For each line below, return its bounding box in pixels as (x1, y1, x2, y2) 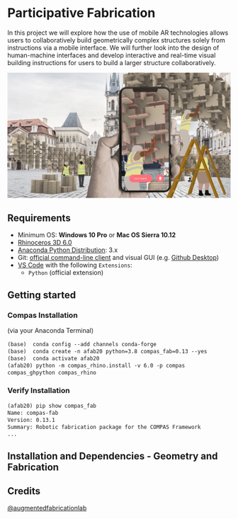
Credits (7, 485, 41, 497)
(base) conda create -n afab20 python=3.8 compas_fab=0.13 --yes (7, 348, 208, 355)
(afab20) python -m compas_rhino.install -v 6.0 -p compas (7, 362, 186, 369)
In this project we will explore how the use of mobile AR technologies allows (7, 28, 229, 37)
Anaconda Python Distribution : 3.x (17, 246, 118, 254)
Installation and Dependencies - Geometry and (7, 450, 218, 462)
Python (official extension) (28, 268, 104, 277)
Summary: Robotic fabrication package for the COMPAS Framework (7, 423, 201, 431)
